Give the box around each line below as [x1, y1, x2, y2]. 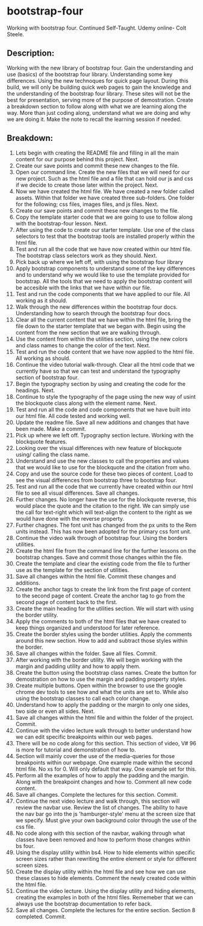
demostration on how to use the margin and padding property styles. [15, 675, 187, 683]
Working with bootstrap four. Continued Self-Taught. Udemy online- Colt [7, 24, 187, 31]
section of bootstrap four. [15, 373, 79, 381]
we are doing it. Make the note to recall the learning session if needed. [7, 115, 182, 123]
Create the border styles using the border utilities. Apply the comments [15, 630, 192, 638]
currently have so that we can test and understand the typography [15, 367, 181, 375]
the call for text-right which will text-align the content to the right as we [15, 509, 192, 516]
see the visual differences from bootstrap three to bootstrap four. [15, 476, 177, 484]
